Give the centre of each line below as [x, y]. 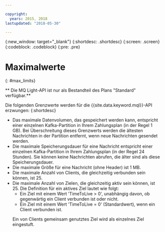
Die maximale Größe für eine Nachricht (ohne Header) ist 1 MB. [77, 168]
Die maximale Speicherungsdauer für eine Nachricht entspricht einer [82, 146]
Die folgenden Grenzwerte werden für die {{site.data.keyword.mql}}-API [79, 105]
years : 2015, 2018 [29, 19]
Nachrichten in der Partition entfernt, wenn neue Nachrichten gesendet [85, 136]
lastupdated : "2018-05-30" [33, 23]
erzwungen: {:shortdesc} [31, 111]
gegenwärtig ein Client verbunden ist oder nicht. [69, 199]
